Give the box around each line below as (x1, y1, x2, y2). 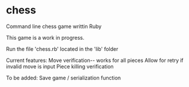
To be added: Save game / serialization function (6, 74, 121, 81)
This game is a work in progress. (6, 34, 85, 41)
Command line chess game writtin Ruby (6, 23, 102, 30)
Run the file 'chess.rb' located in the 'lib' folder (6, 45, 118, 53)
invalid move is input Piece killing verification (6, 62, 114, 70)
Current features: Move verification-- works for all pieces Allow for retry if (6, 57, 184, 64)
